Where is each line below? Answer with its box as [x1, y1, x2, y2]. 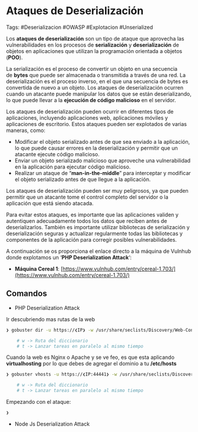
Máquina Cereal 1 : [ [14, 265, 63, 272]
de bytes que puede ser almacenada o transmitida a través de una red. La [6, 71, 186, 78]
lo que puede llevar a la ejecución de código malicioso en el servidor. [6, 96, 176, 104]
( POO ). [6, 54, 23, 61]
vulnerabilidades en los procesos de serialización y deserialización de [6, 41, 180, 48]
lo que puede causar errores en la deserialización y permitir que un [14, 144, 178, 151]
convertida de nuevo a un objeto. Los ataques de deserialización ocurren [6, 84, 184, 91]
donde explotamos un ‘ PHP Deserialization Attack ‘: [6, 253, 132, 260]
